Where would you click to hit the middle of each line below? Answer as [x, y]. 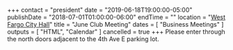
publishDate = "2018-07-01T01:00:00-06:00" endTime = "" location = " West [116, 17]
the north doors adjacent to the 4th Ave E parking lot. [83, 39]
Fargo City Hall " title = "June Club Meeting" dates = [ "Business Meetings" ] [115, 24]
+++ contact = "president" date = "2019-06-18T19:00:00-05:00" [100, 10]
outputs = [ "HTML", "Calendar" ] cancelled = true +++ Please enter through [116, 32]
